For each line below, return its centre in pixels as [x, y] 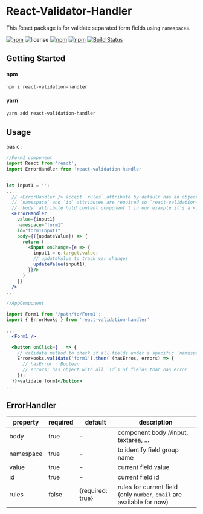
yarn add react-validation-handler [51, 113]
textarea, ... [134, 440]
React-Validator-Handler [69, 11]
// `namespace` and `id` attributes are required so [79, 203]
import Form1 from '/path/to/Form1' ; [54, 314]
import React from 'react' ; [42, 164]
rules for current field [148, 487]
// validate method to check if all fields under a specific [95, 353]
